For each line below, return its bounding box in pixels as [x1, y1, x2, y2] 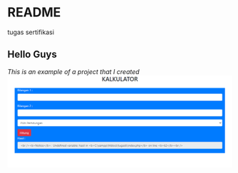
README [7, 4, 61, 21]
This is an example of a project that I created [7, 67, 140, 75]
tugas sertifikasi [7, 28, 55, 36]
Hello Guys [7, 48, 57, 61]
